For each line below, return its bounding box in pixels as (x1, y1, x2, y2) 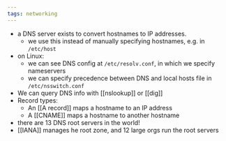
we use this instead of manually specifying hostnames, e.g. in (27, 36, 205, 45)
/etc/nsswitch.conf (27, 82, 85, 89)
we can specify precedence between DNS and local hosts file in (27, 74, 212, 82)
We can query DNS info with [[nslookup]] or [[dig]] (17, 89, 163, 97)
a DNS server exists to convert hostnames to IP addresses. (17, 29, 187, 38)
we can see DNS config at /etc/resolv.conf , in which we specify (27, 59, 215, 67)
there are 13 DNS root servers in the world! (17, 118, 141, 126)
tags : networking (7, 10, 58, 17)
